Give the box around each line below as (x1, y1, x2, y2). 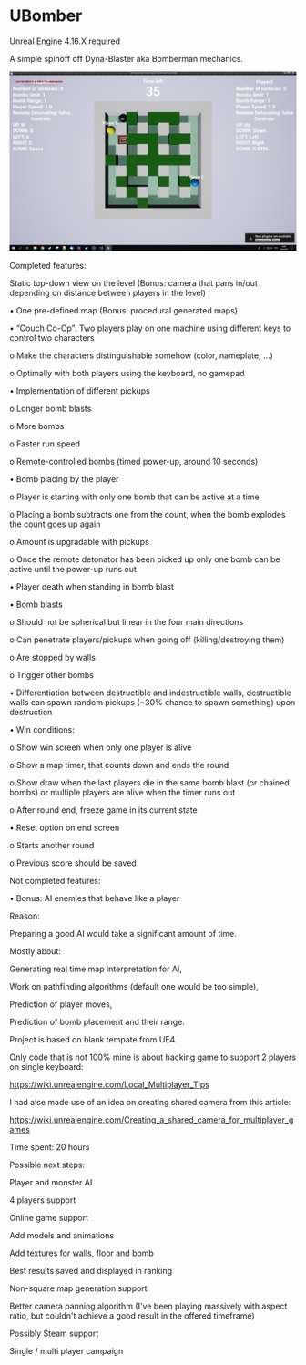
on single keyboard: (9, 1061, 84, 1072)
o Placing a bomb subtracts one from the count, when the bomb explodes (9, 508, 286, 519)
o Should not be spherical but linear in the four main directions (9, 616, 244, 627)
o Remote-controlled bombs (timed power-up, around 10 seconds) (9, 456, 259, 467)
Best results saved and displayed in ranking (9, 1265, 173, 1276)
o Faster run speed (9, 438, 80, 449)
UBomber (9, 5, 83, 26)
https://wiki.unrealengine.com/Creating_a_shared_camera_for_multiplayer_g (9, 1114, 294, 1125)
